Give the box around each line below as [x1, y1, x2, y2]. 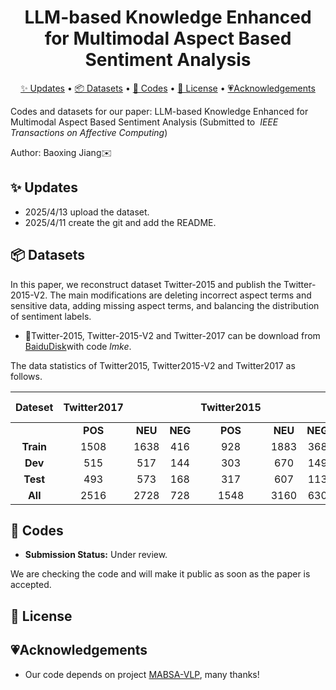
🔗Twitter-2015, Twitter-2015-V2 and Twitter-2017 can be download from [24, 329, 321, 341]
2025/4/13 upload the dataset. [24, 206, 150, 218]
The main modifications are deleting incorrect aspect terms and [49, 289, 312, 301]
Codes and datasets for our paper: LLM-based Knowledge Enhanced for [10, 105, 309, 117]
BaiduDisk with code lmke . [24, 340, 132, 352]
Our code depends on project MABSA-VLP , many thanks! [24, 668, 260, 680]
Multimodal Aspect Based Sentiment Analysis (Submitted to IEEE [10, 116, 279, 128]
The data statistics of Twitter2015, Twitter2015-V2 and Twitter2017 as [10, 359, 296, 371]
